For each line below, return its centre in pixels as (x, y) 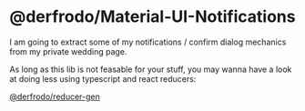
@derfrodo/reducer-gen (55, 96)
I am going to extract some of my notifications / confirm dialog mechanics (148, 42)
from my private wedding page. (68, 51)
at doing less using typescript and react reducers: (103, 78)
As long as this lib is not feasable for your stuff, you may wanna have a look (151, 69)
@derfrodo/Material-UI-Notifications (152, 17)
